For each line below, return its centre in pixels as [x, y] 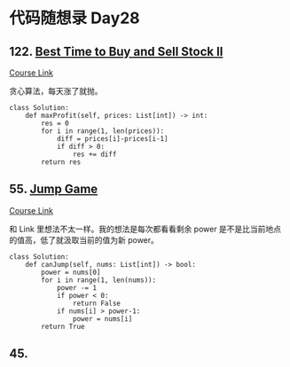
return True [63, 326]
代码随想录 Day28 [74, 18]
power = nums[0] [71, 272]
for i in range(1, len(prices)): [103, 131]
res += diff [94, 154]
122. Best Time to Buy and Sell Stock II [116, 51]
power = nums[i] [102, 319]
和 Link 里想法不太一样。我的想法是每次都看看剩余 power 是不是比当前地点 [145, 229]
